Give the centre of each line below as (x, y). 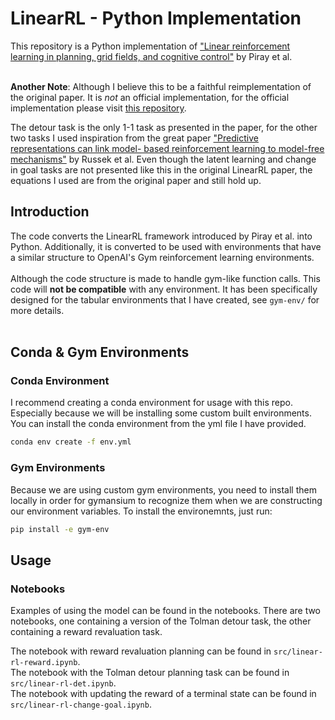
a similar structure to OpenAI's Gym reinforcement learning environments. (162, 257)
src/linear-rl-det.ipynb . (63, 683)
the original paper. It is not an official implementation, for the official (150, 97)
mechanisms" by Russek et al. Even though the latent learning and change (163, 159)
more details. (37, 310)
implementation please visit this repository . (98, 108)
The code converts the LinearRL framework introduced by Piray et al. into (161, 236)
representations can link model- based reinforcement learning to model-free (167, 148)
